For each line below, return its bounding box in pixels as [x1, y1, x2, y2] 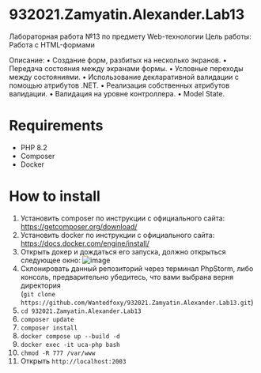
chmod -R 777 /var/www [20, 349, 96, 357]
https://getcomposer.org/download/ [20, 221, 138, 231]
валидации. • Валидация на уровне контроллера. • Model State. [9, 89, 225, 98]
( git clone [20, 288, 56, 298]
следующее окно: [20, 255, 81, 265]
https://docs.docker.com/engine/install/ [20, 239, 149, 248]
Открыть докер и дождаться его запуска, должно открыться [20, 247, 226, 256]
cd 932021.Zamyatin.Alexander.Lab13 [20, 307, 142, 315]
